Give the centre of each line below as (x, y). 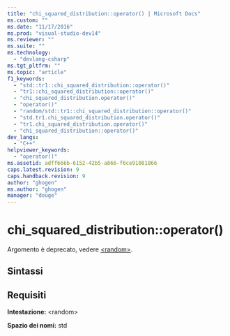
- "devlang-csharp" (42, 59)
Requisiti (27, 295)
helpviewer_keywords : (39, 150)
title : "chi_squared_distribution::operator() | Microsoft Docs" (104, 14)
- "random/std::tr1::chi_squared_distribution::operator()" (102, 111)
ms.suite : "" (26, 46)
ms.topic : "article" (37, 72)
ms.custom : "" (28, 20)
